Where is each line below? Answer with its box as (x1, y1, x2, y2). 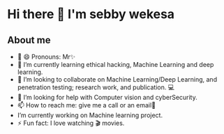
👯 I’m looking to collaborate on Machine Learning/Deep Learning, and (17, 75, 218, 83)
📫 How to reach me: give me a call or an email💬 (17, 101, 156, 109)
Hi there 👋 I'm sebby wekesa (7, 6, 175, 22)
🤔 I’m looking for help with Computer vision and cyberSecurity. (17, 94, 197, 101)
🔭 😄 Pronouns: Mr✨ (17, 52, 75, 61)
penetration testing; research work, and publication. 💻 (17, 83, 174, 91)
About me (7, 34, 51, 46)
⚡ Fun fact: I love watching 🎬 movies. (17, 119, 125, 127)
